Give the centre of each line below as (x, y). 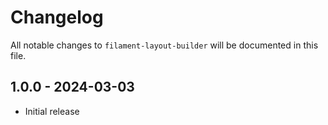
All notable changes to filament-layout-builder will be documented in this (164, 45)
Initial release (52, 111)
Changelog (57, 17)
